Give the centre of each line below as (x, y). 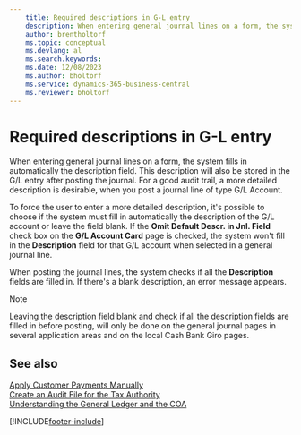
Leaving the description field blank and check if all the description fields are (149, 316)
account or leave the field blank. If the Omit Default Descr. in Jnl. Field (140, 226)
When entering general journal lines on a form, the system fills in (129, 161)
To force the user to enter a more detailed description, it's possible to (137, 208)
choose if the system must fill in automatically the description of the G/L (142, 217)
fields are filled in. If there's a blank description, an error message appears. (148, 282)
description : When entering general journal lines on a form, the (152, 26)
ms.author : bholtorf (64, 76)
